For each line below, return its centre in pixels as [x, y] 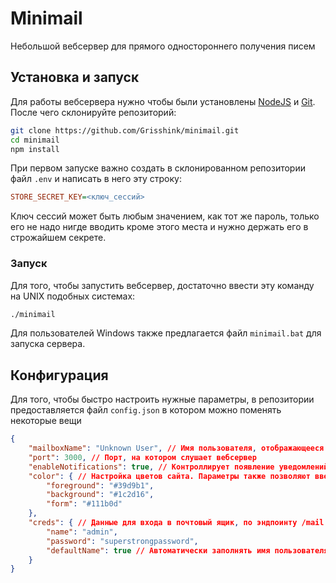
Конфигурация [59, 375]
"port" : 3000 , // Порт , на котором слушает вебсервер [142, 457]
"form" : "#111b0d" [84, 504]
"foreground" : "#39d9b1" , [100, 485]
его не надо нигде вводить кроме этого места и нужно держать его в [159, 227]
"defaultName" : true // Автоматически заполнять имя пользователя [187, 550]
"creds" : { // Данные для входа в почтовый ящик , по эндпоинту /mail [176, 523]
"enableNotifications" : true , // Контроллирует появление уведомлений [178, 467]
